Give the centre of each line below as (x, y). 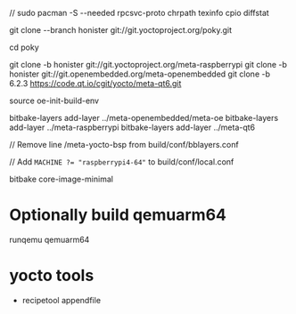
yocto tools (52, 276)
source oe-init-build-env (54, 101)
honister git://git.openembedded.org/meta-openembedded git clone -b (140, 74)
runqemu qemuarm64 (49, 239)
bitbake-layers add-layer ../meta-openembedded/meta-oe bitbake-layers (144, 118)
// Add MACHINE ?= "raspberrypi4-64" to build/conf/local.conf (122, 162)
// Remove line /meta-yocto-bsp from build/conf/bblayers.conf (124, 145)
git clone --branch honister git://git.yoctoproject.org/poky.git (121, 30)
